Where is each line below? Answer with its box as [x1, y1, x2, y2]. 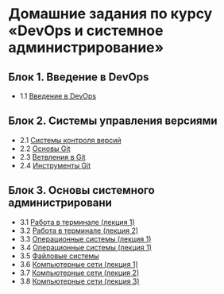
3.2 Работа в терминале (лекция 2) [19, 226, 139, 235]
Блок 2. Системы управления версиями [8, 114, 218, 128]
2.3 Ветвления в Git [19, 152, 86, 161]
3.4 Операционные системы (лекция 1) [19, 242, 153, 252]
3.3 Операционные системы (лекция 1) [19, 234, 152, 243]
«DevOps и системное [8, 21, 164, 40]
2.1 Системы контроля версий [19, 135, 122, 145]
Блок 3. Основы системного [8, 184, 155, 197]
